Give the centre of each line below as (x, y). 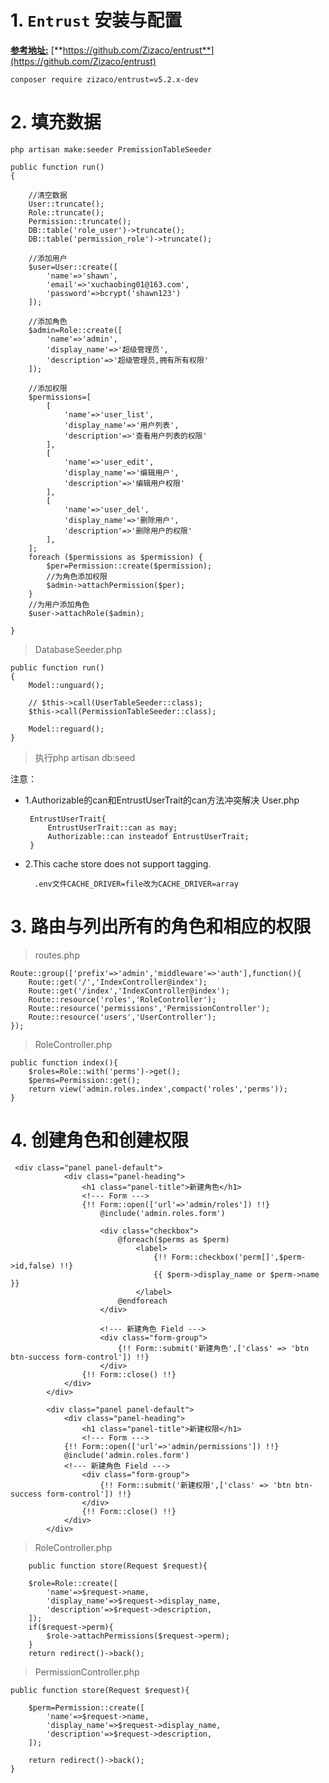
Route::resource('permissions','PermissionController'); (149, 1008)
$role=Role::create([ (73, 1583)
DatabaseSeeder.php (78, 649)
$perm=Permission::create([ (86, 1707)
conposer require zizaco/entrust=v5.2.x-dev (104, 79)
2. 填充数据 (56, 122)
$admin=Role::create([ (75, 330)
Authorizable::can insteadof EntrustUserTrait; (148, 836)
